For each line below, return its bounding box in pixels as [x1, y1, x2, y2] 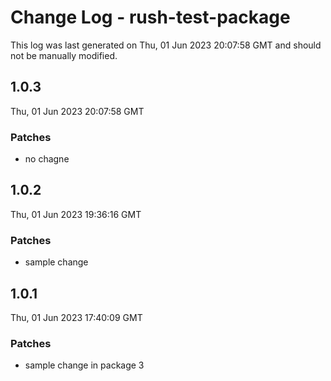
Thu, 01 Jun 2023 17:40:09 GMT [10, 311, 143, 323]
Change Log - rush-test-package [10, 6, 291, 29]
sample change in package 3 [24, 359, 145, 371]
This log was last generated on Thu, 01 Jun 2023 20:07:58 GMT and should [10, 39, 322, 51]
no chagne [24, 153, 70, 165]
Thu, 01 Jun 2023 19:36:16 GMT [10, 208, 142, 220]
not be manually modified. [10, 49, 118, 61]
